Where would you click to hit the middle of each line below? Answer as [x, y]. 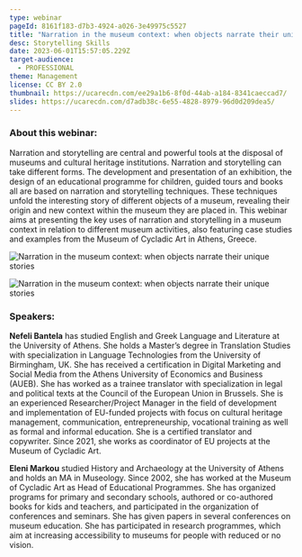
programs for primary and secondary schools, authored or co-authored [141, 497]
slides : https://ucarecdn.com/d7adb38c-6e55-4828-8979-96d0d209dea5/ [142, 101]
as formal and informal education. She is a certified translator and [131, 431]
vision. [22, 544]
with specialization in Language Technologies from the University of [135, 355]
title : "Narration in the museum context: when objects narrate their [144, 34]
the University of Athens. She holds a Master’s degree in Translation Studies [150, 345]
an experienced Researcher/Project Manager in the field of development [143, 403]
